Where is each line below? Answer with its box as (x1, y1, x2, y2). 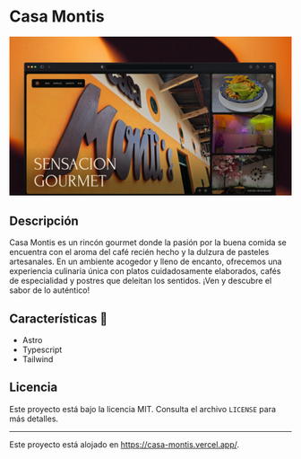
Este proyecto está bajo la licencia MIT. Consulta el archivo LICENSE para (9, 403, 276, 414)
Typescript (21, 344, 63, 356)
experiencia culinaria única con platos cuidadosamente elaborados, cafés (9, 266, 281, 277)
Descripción (9, 213, 79, 228)
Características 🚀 (9, 311, 108, 326)
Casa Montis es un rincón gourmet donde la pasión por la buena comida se (9, 237, 287, 248)
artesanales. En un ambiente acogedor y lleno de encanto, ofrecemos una (9, 256, 282, 267)
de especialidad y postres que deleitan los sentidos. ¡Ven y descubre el (9, 276, 272, 287)
